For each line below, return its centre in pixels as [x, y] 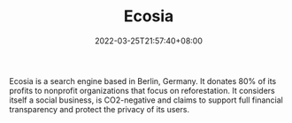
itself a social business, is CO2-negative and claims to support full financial [146, 100]
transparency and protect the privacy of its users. [100, 109]
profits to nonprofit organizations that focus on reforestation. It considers [142, 90]
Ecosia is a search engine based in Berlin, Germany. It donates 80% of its [143, 81]
